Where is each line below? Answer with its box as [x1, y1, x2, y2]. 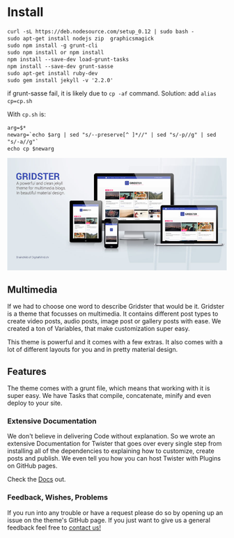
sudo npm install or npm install [7, 49, 104, 56]
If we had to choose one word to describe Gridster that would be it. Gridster [7, 302, 225, 311]
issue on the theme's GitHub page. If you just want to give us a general [7, 516, 211, 524]
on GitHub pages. [7, 461, 58, 470]
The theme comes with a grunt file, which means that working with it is [7, 384, 210, 392]
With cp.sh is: [7, 109, 47, 118]
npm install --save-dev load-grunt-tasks [7, 56, 130, 63]
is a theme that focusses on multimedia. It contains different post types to [7, 309, 219, 318]
